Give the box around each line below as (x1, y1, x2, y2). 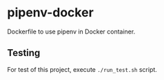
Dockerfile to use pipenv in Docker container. (7, 27, 136, 36)
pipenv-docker (7, 5, 94, 21)
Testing (7, 47, 41, 59)
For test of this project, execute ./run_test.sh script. (7, 65, 157, 73)
